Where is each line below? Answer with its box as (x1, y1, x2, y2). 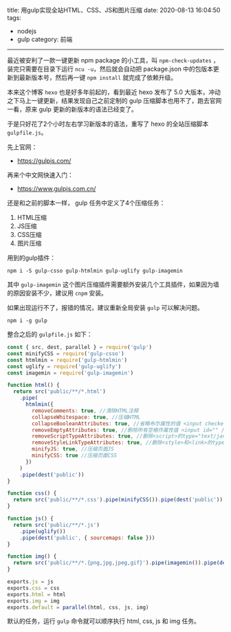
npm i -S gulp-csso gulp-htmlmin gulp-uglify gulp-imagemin (7, 267, 184, 274)
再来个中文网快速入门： (7, 171, 74, 179)
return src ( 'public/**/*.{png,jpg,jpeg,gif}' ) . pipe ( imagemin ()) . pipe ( (13, 559, 220, 567)
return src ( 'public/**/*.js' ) (13, 521, 100, 528)
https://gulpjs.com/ (16, 157, 71, 165)
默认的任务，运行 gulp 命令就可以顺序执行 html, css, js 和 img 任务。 (7, 617, 201, 625)
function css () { (7, 490, 57, 497)
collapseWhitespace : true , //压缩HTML (32, 414, 141, 420)
